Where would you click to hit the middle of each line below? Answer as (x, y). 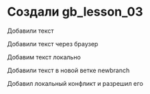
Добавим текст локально (44, 57)
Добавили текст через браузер (53, 44)
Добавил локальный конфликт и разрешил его (75, 83)
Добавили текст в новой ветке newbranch (68, 70)
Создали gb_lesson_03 (75, 12)
